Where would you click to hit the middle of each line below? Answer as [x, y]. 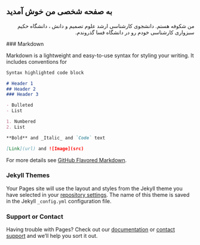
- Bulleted [20, 106]
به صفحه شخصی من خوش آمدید [59, 12]
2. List [16, 127]
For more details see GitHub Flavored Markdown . [67, 160]
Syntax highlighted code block [45, 73]
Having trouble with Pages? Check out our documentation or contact [90, 230]
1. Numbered [21, 122]
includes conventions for [37, 61]
